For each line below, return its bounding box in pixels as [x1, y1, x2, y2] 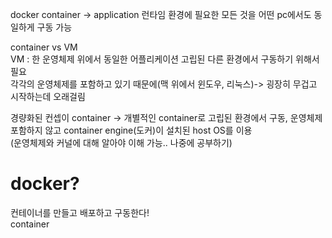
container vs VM [10, 41, 78, 53]
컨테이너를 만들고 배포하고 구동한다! [10, 206, 150, 218]
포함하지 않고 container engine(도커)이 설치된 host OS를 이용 [10, 124, 253, 136]
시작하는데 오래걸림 [10, 91, 86, 102]
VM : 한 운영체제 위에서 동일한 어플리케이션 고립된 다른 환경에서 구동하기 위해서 [10, 53, 320, 65]
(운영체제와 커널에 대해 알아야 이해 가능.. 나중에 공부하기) [10, 137, 233, 148]
